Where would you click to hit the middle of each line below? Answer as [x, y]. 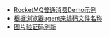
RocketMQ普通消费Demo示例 [55, 10]
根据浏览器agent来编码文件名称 [58, 18]
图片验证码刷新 [35, 27]
